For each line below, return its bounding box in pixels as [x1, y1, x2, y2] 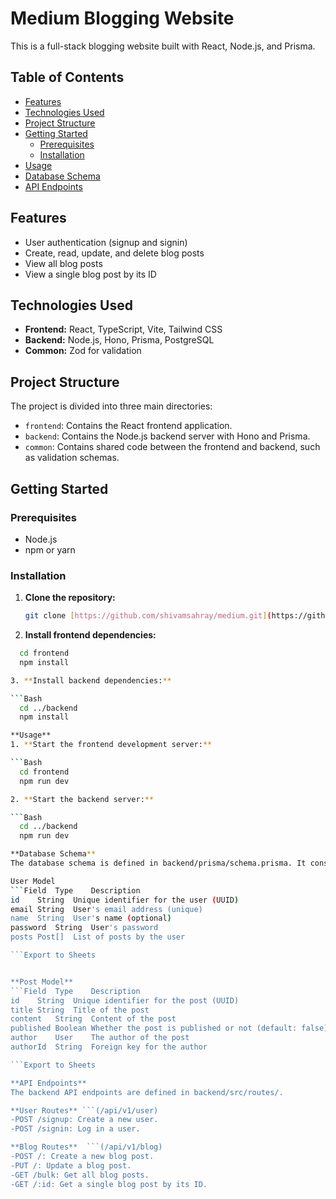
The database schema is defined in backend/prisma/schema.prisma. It [10, 858, 307, 869]
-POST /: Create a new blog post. [10, 1152, 155, 1162]
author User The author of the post [10, 1033, 190, 1043]
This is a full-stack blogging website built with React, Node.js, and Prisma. [10, 40, 316, 52]
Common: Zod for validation [24, 345, 142, 357]
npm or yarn [24, 543, 76, 556]
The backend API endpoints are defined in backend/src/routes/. [10, 1087, 284, 1097]
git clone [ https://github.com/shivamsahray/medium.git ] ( [24, 611, 272, 621]
